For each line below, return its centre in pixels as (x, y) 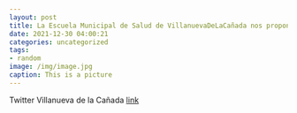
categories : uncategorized (59, 42)
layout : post (33, 17)
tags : (19, 50)
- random (25, 58)
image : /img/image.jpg (51, 67)
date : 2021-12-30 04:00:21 (59, 34)
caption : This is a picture (61, 75)
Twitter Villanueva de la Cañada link (74, 100)
